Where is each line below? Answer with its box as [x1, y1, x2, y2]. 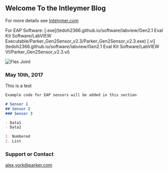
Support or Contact [5, 151, 54, 158]
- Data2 [5, 125, 22, 130]
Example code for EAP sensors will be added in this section [5, 93, 137, 98]
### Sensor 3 [5, 111, 33, 116]
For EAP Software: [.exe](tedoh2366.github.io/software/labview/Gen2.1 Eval [5, 27, 163, 33]
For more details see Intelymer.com [5, 17, 79, 23]
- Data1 [5, 120, 22, 125]
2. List [5, 139, 22, 144]
